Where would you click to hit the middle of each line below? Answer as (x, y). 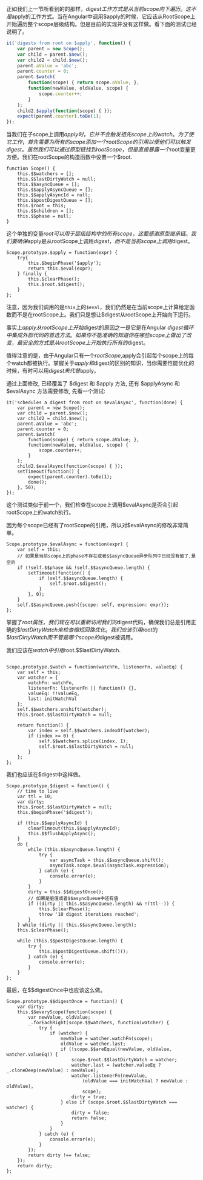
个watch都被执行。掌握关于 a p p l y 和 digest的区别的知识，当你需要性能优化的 (100, 363)
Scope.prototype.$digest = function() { (58, 786)
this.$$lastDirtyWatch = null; (57, 179)
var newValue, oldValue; (59, 1018)
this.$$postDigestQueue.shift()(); (84, 952)
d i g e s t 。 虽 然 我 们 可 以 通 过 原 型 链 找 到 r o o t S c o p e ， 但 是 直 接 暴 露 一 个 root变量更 (101, 150)
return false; (89, 1118)
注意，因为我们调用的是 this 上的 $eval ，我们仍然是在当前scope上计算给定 (98, 307)
